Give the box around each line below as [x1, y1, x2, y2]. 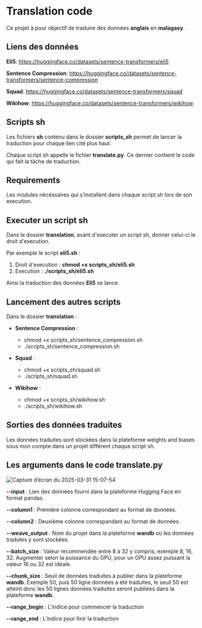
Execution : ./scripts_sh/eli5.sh [14, 267, 95, 275]
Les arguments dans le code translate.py [6, 460, 163, 470]
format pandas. [6, 494, 44, 502]
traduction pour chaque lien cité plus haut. [6, 139, 112, 146]
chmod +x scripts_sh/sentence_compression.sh [24, 336, 143, 343]
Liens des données [6, 42, 79, 52]
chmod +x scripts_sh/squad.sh [24, 366, 101, 373]
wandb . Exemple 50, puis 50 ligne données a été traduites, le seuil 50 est [6, 578, 189, 586]
